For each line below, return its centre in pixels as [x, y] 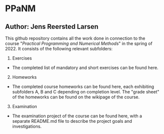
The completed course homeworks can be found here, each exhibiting [83, 87]
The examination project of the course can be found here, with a [77, 116]
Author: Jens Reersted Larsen [52, 27]
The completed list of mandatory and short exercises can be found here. [85, 67]
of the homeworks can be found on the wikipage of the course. [76, 97]
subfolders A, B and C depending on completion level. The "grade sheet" [86, 92]
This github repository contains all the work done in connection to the [75, 38]
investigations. [27, 126]
